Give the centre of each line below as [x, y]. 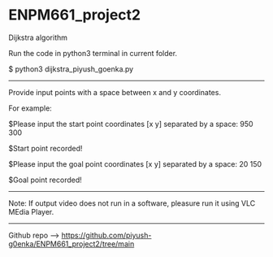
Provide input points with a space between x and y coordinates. [115, 92]
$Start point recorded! [45, 148]
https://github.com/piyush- [106, 235]
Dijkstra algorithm [38, 37]
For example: [30, 108]
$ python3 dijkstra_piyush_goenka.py [71, 69]
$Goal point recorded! [45, 180]
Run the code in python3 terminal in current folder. [93, 53]
